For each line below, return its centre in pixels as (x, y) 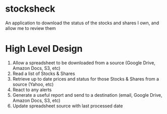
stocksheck (30, 9)
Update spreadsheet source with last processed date (68, 106)
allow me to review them (31, 28)
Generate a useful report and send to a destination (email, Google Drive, (87, 95)
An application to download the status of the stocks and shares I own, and (82, 23)
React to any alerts (32, 90)
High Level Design (44, 49)
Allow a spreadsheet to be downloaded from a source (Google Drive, (84, 63)
